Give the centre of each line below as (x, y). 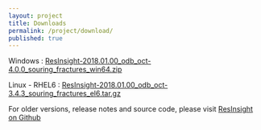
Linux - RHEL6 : (34, 85)
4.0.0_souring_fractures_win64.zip (65, 70)
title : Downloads (37, 23)
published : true (35, 38)
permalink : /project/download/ (61, 30)
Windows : (26, 61)
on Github (25, 118)
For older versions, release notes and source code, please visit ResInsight (131, 109)
